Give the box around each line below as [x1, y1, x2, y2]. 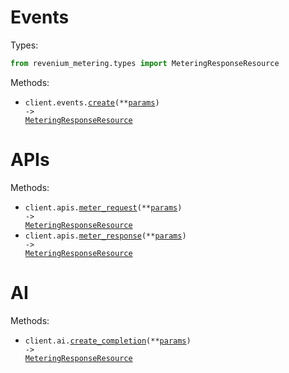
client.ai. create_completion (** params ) [24, 336, 192, 346]
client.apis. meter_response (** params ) [24, 231, 187, 241]
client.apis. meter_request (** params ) [24, 202, 183, 213]
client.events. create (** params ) [24, 97, 160, 108]
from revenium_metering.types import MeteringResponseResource [10, 58, 280, 68]
